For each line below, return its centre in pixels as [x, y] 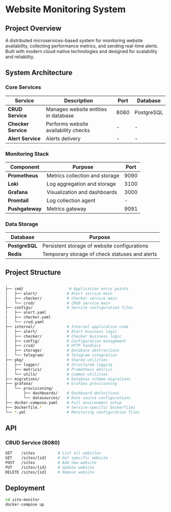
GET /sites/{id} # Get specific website [57, 458]
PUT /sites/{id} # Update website [50, 467]
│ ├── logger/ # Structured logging [59, 364]
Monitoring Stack [27, 154]
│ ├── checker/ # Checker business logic [64, 336]
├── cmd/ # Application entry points [67, 289]
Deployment [25, 488]
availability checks [68, 130]
